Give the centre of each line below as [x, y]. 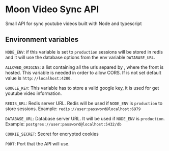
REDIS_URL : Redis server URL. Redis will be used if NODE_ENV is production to [84, 103]
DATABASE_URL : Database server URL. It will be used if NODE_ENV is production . [85, 118]
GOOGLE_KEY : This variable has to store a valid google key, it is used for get [82, 88]
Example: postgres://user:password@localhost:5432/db [63, 124]
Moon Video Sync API [52, 9]
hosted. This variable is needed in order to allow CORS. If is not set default [83, 72]
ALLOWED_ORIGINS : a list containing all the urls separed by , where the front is [84, 67]
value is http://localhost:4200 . [39, 78]
